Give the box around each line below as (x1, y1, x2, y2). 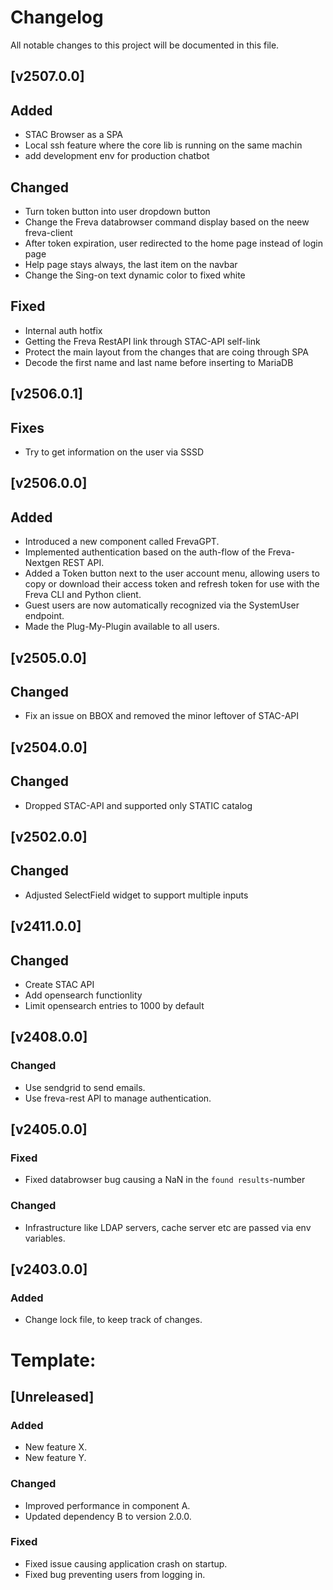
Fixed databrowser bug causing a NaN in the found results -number (24, 1174, 306, 1186)
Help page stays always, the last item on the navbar (24, 258, 238, 270)
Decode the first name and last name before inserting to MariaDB (24, 356, 294, 368)
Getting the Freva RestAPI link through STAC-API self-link (24, 335, 261, 347)
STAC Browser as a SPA (24, 129, 123, 141)
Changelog (10, 6, 104, 29)
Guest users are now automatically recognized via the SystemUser (24, 599, 300, 611)
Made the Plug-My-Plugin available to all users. (24, 621, 220, 633)
